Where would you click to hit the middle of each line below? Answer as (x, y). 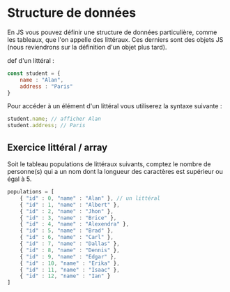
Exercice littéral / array (58, 147)
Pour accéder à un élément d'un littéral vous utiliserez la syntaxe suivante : (115, 106)
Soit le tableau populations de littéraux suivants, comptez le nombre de (109, 164)
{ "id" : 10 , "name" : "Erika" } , (70, 263)
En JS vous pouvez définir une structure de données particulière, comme (112, 32)
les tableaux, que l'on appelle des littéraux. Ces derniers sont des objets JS (115, 39)
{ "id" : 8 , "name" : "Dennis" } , (70, 250)
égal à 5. (20, 179)
